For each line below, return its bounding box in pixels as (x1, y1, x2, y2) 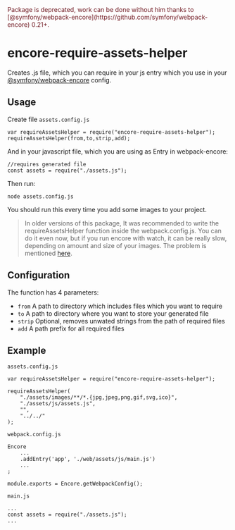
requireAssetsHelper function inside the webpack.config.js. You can (24, 226, 222, 235)
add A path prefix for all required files (17, 324, 125, 333)
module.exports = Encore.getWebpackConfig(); (7, 481, 143, 488)
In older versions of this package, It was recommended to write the (24, 218, 220, 227)
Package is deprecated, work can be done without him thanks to (7, 6, 194, 13)
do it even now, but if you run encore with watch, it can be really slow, (24, 234, 227, 242)
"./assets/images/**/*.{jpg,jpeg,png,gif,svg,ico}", (20, 394, 178, 401)
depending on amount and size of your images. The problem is (24, 241, 207, 249)
